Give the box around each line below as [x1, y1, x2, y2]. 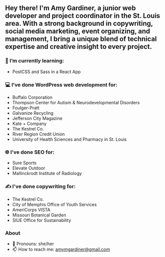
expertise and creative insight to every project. [5, 43, 152, 51]
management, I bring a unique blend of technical [5, 35, 157, 43]
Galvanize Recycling [12, 110, 54, 116]
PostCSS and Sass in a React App [12, 69, 81, 75]
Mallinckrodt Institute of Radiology [12, 171, 82, 176]
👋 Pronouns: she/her [12, 241, 54, 247]
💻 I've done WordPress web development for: [5, 81, 118, 88]
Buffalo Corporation [12, 94, 53, 100]
